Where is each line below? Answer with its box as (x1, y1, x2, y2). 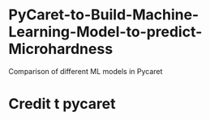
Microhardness (8, 40, 114, 58)
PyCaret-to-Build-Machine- (8, 6, 199, 24)
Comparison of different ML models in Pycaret (8, 66, 163, 76)
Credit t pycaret (8, 95, 116, 114)
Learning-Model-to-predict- (8, 23, 203, 41)
